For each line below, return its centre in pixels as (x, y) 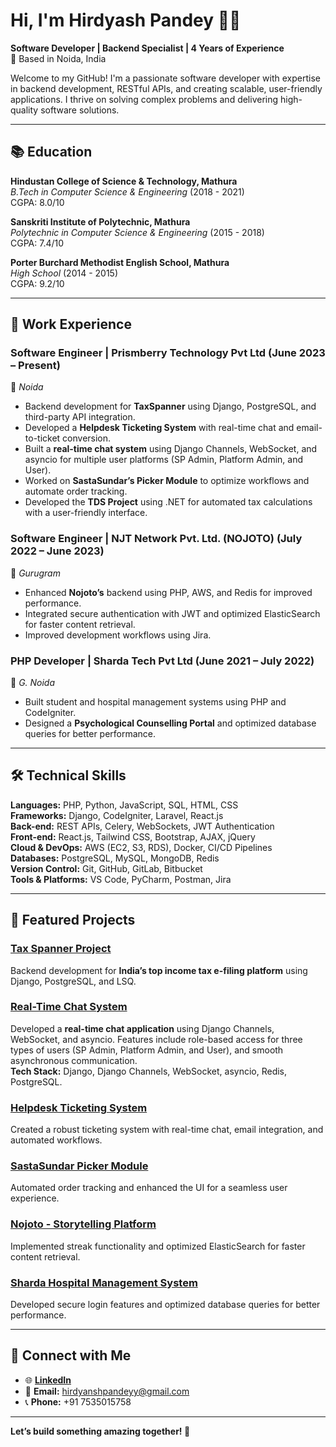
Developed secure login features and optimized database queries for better (165, 1305)
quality (24, 110)
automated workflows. (56, 1140)
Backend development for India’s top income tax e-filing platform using (159, 970)
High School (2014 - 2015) (64, 273)
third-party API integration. (80, 417)
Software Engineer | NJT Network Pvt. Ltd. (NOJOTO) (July (156, 539)
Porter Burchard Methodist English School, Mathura (120, 262)
